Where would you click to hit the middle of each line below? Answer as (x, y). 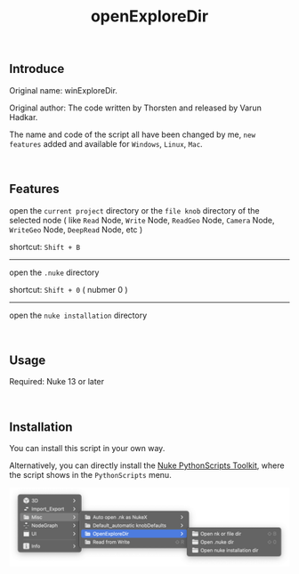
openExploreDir (149, 16)
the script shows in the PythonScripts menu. (90, 475)
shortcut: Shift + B (45, 247)
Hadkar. (24, 117)
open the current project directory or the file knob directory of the (134, 210)
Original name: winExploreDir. (64, 90)
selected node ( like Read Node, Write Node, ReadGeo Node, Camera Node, (142, 220)
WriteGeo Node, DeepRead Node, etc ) (76, 230)
